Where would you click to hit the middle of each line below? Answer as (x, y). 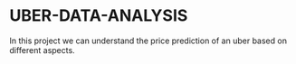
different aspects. (42, 50)
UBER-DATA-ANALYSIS (99, 16)
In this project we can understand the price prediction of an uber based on (148, 41)
